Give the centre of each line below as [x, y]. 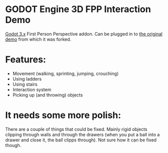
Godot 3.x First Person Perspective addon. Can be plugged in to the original [84, 34]
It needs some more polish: [63, 116]
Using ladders [27, 79]
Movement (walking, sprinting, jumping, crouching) [66, 73]
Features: [26, 60]
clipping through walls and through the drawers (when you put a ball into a [82, 134]
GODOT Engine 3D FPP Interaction [78, 9]
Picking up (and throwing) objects [48, 95]
